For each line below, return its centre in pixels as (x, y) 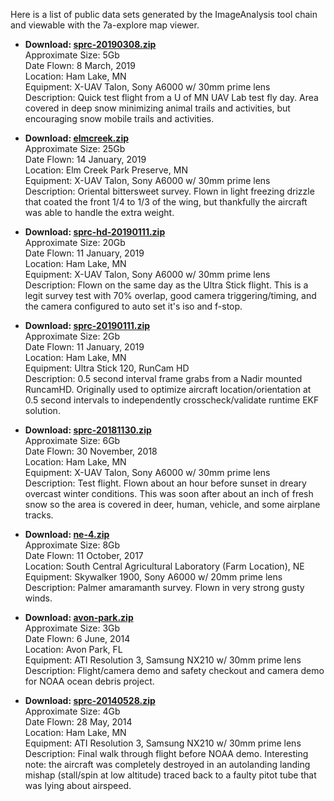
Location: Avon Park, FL (73, 649)
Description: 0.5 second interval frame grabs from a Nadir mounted (163, 378)
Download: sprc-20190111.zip (87, 325)
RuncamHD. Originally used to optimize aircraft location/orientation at (168, 389)
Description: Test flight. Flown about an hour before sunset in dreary (165, 483)
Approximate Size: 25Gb (75, 148)
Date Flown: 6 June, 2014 (77, 638)
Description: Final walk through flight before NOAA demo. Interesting (166, 753)
